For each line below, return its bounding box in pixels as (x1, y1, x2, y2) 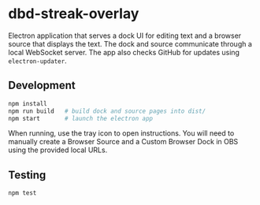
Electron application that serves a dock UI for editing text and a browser (8, 31, 242, 40)
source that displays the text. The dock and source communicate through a (8, 39, 252, 48)
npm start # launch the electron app (8, 114, 154, 122)
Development (8, 79, 76, 92)
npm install (8, 99, 47, 107)
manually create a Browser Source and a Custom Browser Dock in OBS (8, 137, 239, 147)
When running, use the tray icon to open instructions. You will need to (8, 129, 235, 138)
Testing (8, 168, 46, 181)
